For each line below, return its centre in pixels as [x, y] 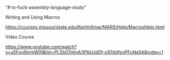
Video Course [20, 37]
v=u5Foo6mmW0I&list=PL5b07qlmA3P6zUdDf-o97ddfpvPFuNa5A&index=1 [84, 52]
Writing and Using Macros [33, 17]
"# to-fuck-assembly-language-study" [46, 7]
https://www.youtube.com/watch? [41, 47]
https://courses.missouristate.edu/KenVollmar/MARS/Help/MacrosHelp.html [85, 27]
